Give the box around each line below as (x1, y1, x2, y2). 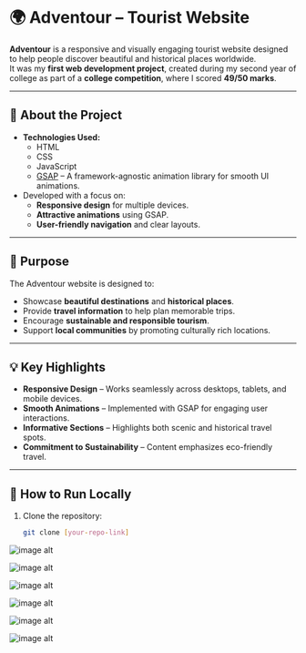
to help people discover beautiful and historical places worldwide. (9, 53, 257, 64)
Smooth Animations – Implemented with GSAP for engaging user (22, 403, 269, 414)
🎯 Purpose (9, 254, 70, 270)
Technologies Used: (22, 131, 101, 142)
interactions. (22, 413, 70, 423)
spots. (22, 432, 47, 443)
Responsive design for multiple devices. (36, 199, 189, 210)
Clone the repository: (22, 511, 103, 522)
